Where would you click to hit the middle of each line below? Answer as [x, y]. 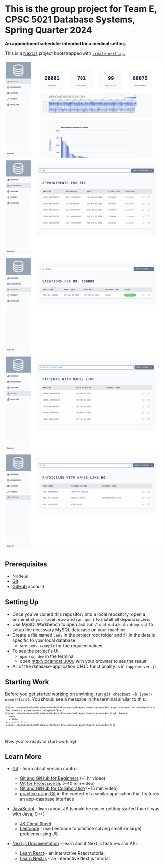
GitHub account [28, 586]
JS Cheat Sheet [36, 824]
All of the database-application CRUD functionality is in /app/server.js [84, 666]
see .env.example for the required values [61, 645]
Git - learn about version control [45, 769]
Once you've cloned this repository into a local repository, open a [79, 614]
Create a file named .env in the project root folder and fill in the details [83, 635]
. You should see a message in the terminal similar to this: [88, 699]
